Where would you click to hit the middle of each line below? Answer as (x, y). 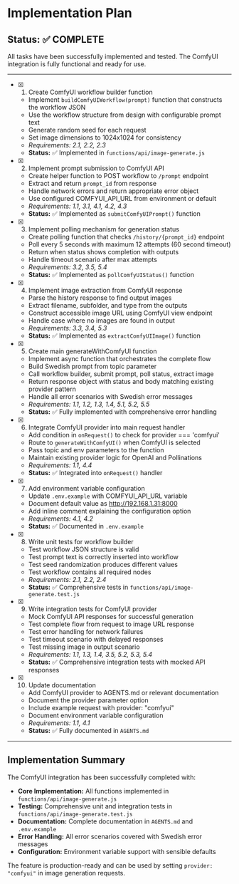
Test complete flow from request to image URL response (111, 624)
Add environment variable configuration (86, 488)
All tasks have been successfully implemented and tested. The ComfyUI (113, 56)
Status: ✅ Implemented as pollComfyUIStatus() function (111, 275)
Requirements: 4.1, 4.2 (61, 519)
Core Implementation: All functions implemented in (93, 791)
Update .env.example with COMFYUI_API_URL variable (108, 496)
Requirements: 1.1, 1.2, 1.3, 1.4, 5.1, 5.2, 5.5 (89, 404)
